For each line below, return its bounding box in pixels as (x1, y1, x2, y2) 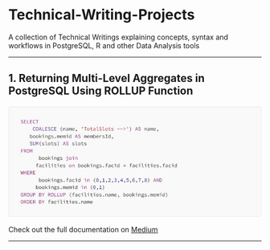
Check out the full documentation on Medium (8, 224, 158, 234)
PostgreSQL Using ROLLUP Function (8, 84, 194, 98)
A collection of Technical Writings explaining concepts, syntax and (8, 32, 229, 42)
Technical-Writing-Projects (8, 6, 195, 24)
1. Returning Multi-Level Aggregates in (8, 72, 205, 85)
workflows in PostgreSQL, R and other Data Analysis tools (8, 40, 200, 50)
